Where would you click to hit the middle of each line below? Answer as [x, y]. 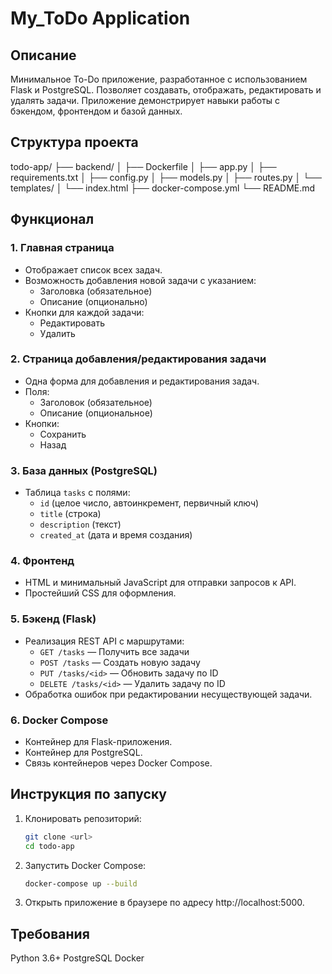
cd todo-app [49, 846]
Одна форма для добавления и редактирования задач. [142, 381]
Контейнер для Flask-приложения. [98, 741]
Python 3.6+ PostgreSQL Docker [77, 958]
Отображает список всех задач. [93, 269]
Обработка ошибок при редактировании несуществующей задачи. [168, 694]
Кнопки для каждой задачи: [84, 312]
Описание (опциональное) [96, 413]
